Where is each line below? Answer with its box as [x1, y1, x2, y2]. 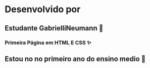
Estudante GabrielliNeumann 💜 [5, 24, 104, 32]
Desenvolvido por [5, 4, 81, 15]
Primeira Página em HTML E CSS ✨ [5, 39, 91, 46]
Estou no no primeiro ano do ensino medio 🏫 [5, 54, 146, 63]
